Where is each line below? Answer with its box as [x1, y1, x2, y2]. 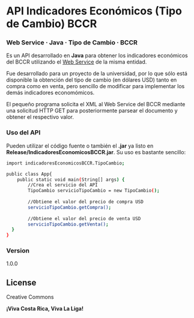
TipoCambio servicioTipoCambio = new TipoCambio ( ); [28, 188, 160, 194]
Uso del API [6, 128, 41, 137]
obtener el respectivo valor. [6, 113, 74, 121]
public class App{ [6, 171, 52, 177]
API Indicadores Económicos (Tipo [6, 4, 182, 18]
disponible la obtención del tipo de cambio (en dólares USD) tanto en [6, 76, 177, 83]
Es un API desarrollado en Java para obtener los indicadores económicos [6, 52, 188, 59]
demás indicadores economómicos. [6, 89, 95, 97]
